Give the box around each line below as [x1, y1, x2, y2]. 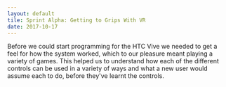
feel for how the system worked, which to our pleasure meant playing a [7, 49, 213, 58]
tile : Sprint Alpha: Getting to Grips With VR [7, 17, 146, 24]
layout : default [7, 10, 55, 17]
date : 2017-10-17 [7, 23, 58, 30]
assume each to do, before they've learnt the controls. [7, 72, 165, 80]
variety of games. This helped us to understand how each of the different [7, 57, 219, 65]
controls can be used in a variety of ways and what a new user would [7, 64, 208, 73]
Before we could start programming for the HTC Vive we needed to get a [7, 42, 218, 51]
